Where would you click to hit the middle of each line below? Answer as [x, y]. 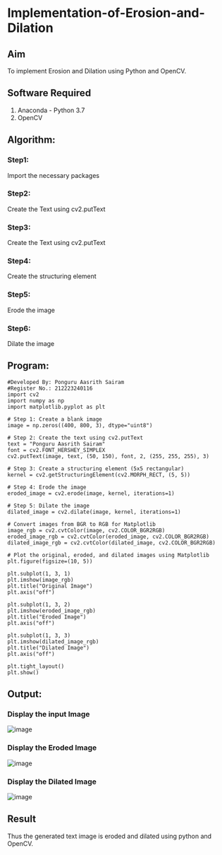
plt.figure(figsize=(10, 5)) [50, 561]
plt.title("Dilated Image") [49, 647]
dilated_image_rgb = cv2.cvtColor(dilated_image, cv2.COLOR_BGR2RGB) [112, 543]
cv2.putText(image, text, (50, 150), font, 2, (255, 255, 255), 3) [109, 456]
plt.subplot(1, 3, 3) [39, 635]
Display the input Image [49, 715]
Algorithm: [31, 140]
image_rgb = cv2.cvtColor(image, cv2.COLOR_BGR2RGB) [86, 530]
